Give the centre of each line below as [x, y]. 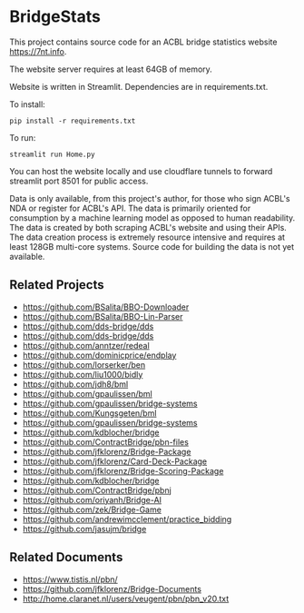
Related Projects [57, 285]
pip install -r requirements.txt [73, 121]
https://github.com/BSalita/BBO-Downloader [106, 307]
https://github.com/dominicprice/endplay [99, 355]
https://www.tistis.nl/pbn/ [70, 579]
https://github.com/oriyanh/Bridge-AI [92, 499]
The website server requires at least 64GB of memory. [111, 69]
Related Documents [66, 557]
